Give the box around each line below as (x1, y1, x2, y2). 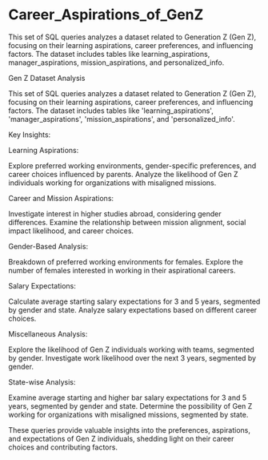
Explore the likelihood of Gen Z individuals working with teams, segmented (8, 345, 254, 354)
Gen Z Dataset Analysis (8, 73, 86, 83)
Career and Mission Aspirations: (8, 193, 114, 203)
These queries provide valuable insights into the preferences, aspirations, (8, 425, 250, 434)
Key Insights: (8, 130, 51, 139)
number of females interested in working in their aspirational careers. (8, 265, 236, 275)
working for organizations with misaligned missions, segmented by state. (8, 410, 249, 419)
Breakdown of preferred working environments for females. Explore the (8, 256, 244, 266)
